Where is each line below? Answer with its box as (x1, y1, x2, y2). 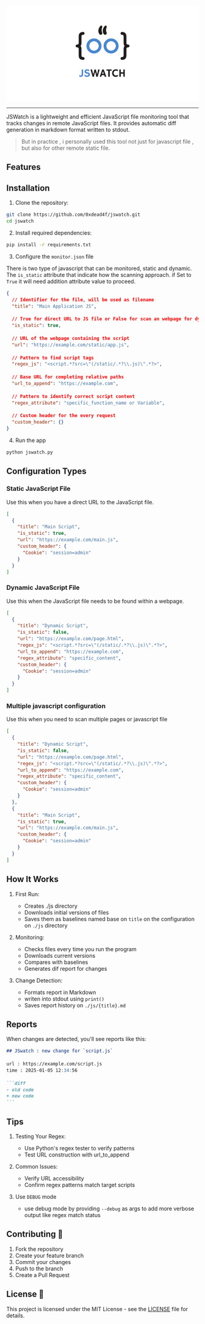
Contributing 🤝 (6, 1229, 63, 1240)
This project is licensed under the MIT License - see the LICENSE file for (6, 1305, 188, 1312)
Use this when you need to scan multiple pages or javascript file (6, 716, 168, 723)
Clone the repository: (15, 199, 69, 207)
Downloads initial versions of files (24, 908, 109, 916)
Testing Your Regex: (15, 1133, 66, 1140)
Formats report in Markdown (24, 988, 96, 996)
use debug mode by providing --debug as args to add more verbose (24, 1205, 194, 1212)
